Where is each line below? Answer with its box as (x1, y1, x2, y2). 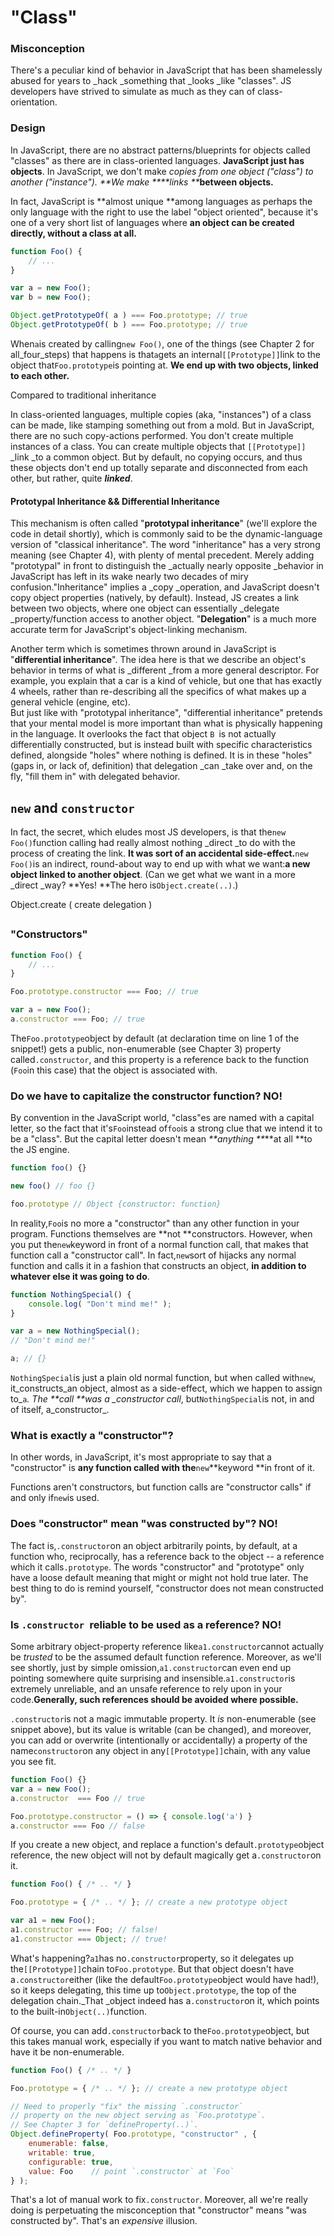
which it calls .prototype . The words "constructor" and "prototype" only (10, 1561, 305, 1573)
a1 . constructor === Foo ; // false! (10, 1925, 159, 1935)
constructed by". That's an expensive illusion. (10, 2215, 198, 2227)
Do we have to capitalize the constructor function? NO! (10, 1089, 283, 1103)
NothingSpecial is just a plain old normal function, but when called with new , (10, 1372, 317, 1384)
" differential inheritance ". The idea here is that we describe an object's (10, 654, 307, 666)
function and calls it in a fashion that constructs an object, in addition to (10, 1259, 307, 1271)
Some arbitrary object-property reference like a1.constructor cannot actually (10, 1641, 325, 1652)
